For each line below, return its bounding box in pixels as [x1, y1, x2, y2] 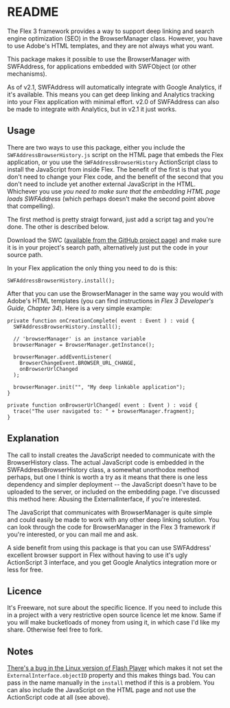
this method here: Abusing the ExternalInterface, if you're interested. [7, 494, 201, 503]
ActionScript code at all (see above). [7, 694, 111, 702]
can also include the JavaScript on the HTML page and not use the [7, 686, 196, 694]
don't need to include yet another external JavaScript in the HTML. [7, 180, 196, 188]
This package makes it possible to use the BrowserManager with [7, 54, 190, 63]
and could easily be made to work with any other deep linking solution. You [7, 515, 220, 524]
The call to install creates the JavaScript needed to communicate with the [7, 451, 216, 459]
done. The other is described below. [7, 222, 110, 231]
